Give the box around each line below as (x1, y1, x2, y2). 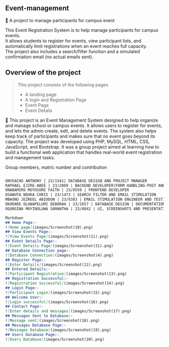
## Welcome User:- (5, 295, 44, 300)
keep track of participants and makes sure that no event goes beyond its (5, 133, 155, 139)
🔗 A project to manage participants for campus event (5, 17, 115, 23)
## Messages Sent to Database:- (5, 313, 73, 318)
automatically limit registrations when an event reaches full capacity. (5, 43, 147, 49)
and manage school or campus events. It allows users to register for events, (5, 123, 162, 129)
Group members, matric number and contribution (5, 164, 107, 170)
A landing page (25, 91, 57, 97)
